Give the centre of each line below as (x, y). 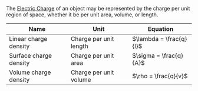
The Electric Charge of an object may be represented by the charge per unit (98, 8)
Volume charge (30, 72)
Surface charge (30, 56)
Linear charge (28, 39)
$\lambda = (148, 39)
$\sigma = (146, 56)
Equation (161, 29)
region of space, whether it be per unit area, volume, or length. (82, 15)
